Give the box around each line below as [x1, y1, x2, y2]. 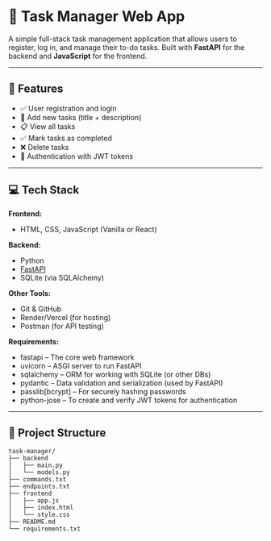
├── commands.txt [8, 476, 67, 484]
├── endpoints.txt [8, 483, 70, 491]
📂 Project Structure [8, 426, 106, 439]
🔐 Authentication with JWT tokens [19, 151, 134, 160]
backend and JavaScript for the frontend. [8, 51, 148, 60]
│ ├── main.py [8, 461, 63, 470]
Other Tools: [8, 288, 51, 298]
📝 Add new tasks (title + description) [19, 112, 142, 122]
